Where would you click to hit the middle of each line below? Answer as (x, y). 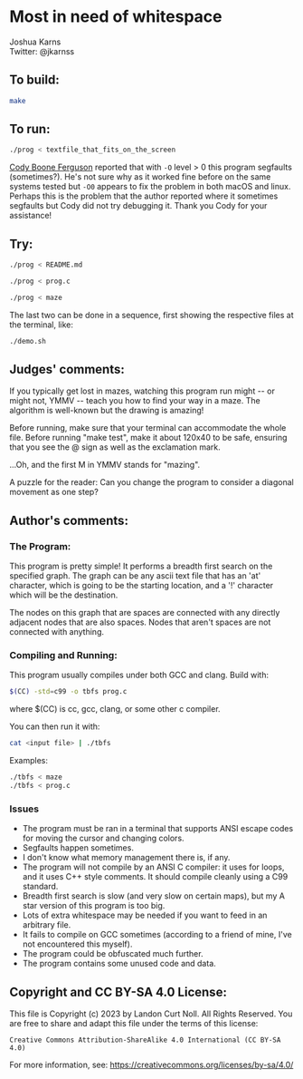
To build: (35, 80)
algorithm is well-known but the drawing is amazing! (107, 411)
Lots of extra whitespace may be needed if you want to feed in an (145, 915)
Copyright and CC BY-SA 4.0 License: (118, 992)
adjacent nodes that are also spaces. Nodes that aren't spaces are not (140, 622)
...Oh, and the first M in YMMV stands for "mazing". (105, 465)
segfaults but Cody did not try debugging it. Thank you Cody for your (138, 206)
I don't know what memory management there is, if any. (126, 858)
